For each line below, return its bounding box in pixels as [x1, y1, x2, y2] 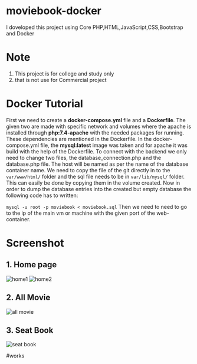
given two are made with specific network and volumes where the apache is [6, 123, 192, 130]
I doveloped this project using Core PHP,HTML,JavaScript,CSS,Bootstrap [6, 24, 184, 31]
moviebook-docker [6, 4, 101, 18]
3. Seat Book [6, 326, 54, 336]
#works [6, 352, 25, 359]
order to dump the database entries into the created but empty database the [6, 185, 192, 192]
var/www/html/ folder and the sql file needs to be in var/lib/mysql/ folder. [6, 173, 185, 180]
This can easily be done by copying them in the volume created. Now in [6, 179, 180, 186]
